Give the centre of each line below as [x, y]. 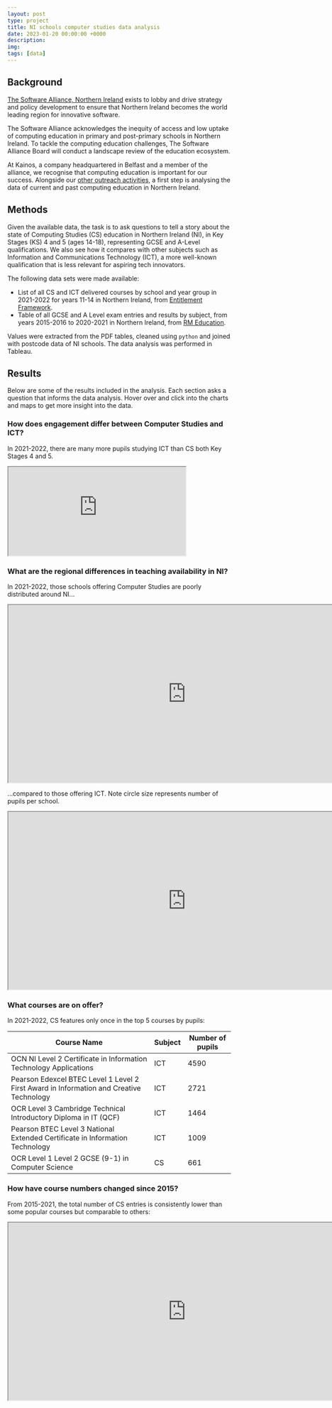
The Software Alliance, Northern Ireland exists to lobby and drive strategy [115, 99]
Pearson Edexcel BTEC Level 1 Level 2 [75, 1079]
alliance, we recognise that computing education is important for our [107, 172]
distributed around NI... [41, 594]
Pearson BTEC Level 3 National [63, 1129]
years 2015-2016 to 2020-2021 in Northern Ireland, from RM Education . [122, 322]
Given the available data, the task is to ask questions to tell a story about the [118, 227]
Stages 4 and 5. [31, 456]
